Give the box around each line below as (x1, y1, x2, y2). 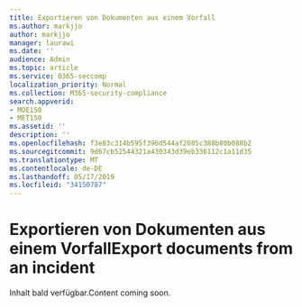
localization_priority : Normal (9, 80, 127, 89)
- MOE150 (9, 105, 42, 114)
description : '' (9, 131, 70, 140)
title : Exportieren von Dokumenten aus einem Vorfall (9, 13, 216, 23)
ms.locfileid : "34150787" (9, 181, 106, 190)
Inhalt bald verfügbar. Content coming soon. (9, 287, 171, 298)
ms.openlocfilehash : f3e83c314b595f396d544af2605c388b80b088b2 (9, 139, 252, 148)
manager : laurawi (9, 38, 75, 48)
